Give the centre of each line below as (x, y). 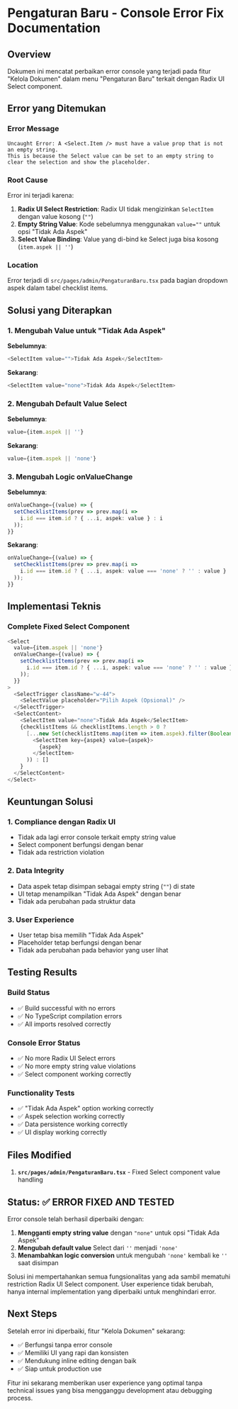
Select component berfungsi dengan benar (80, 845)
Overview (29, 54)
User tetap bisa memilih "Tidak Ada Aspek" (80, 935)
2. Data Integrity (36, 871)
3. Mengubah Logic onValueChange (70, 476)
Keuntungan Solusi (50, 802)
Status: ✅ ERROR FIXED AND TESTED (91, 1202)
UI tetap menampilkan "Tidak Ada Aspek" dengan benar (100, 894)
